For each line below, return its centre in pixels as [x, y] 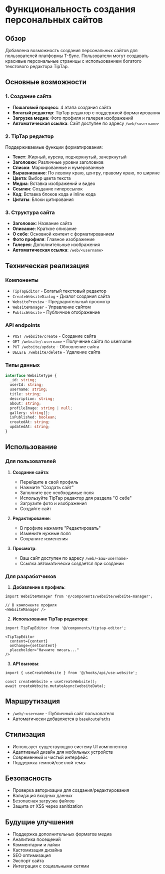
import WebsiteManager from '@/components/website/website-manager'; [79, 596]
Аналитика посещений [36, 839]
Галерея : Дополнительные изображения [56, 245]
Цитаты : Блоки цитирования [43, 199]
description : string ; [32, 399]
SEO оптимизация [31, 855]
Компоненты [22, 280]
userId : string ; [26, 385]
